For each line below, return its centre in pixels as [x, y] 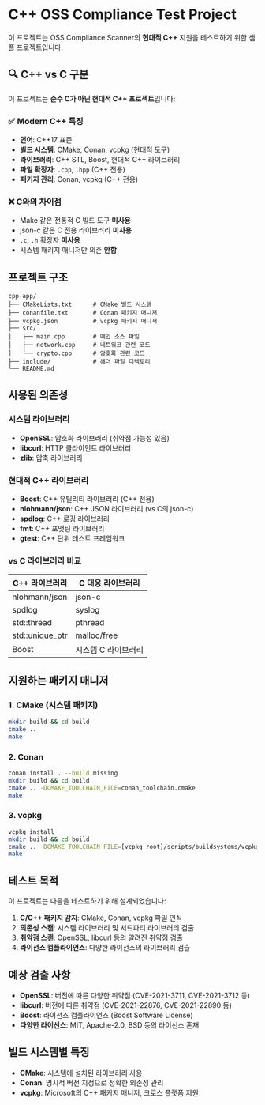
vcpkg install [32, 832]
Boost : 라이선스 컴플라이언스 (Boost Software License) [106, 1015]
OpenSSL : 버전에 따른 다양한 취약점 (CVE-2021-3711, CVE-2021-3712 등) [135, 995]
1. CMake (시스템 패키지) [53, 705]
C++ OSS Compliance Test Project [122, 15]
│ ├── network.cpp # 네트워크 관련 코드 [79, 345]
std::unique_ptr [40, 635]
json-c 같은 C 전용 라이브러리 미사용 [76, 230]
